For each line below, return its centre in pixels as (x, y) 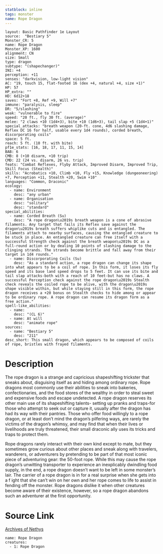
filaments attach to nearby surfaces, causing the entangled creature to (82, 233)
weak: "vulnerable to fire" (34, 113)
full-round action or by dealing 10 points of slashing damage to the (78, 246)
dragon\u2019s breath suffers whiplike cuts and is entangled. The (75, 229)
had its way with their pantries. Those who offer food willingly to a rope (77, 414)
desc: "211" (26, 336)
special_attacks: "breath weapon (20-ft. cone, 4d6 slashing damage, (77, 126)
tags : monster (20, 14)
